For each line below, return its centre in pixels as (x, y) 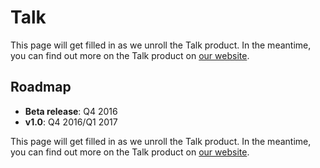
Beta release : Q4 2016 (71, 111)
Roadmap (41, 87)
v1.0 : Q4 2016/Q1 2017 (71, 122)
